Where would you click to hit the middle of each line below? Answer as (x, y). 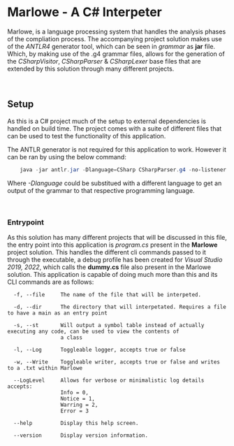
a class (71, 337)
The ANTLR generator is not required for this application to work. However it (117, 149)
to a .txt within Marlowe (45, 368)
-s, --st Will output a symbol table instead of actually (109, 325)
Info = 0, (75, 392)
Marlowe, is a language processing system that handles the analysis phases (117, 31)
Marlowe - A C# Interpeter (85, 12)
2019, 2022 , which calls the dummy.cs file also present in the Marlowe (109, 267)
